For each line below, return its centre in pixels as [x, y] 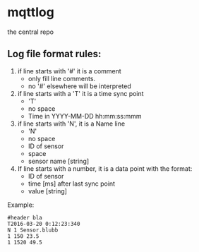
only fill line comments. [62, 78]
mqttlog [31, 12]
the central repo [31, 32]
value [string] [47, 191]
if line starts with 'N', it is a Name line [71, 124]
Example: [21, 205]
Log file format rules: [54, 54]
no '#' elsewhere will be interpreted [80, 86]
